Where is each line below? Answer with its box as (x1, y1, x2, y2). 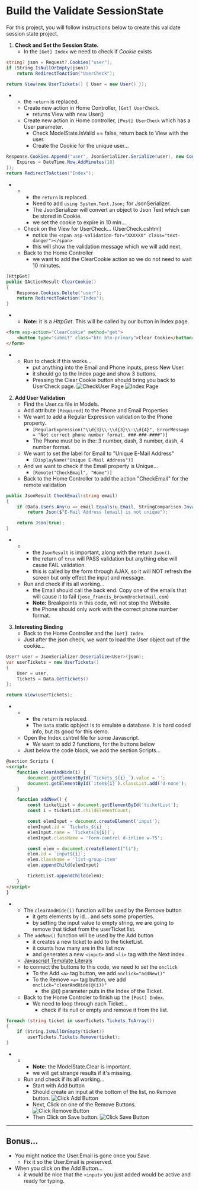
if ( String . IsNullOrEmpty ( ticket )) (17, 1029, 105, 1035)
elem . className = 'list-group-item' (27, 857, 118, 863)
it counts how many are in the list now (32, 944, 125, 952)
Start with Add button (32, 1081, 85, 1089)
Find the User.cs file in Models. (23, 400, 99, 408)
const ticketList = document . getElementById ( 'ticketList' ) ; (27, 802, 179, 808)
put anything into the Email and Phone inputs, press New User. (32, 364, 185, 371)
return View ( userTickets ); (6, 692, 73, 698)
